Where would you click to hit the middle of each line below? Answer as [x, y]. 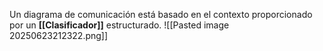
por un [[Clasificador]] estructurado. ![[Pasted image [119, 25]
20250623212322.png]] [59, 35]
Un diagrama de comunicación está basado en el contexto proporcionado [161, 14]
